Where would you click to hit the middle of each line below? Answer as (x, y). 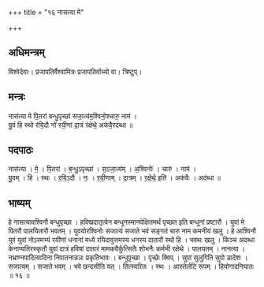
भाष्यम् (19, 203)
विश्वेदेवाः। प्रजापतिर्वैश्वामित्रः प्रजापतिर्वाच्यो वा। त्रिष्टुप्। (75, 72)
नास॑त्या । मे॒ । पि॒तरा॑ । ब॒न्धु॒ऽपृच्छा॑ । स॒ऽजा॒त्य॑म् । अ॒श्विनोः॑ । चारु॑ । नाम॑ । (102, 169)
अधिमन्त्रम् (26, 52)
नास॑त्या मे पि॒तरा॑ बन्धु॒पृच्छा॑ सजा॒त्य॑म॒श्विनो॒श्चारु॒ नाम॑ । (73, 116)
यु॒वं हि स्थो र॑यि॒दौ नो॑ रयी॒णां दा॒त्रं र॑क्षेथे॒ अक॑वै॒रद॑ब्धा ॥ (71, 125)
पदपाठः (21, 150)
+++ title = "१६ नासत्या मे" (46, 12)
